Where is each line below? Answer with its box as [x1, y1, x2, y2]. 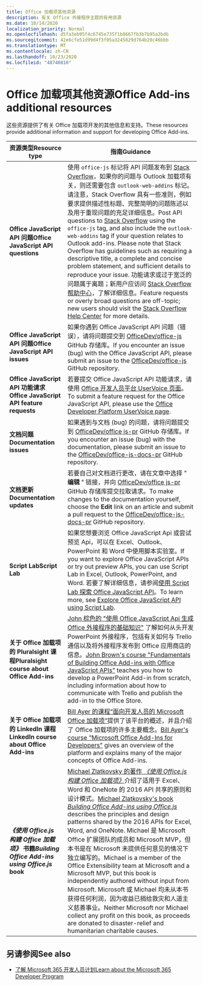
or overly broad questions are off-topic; [67, 297, 181, 305]
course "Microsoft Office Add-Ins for [67, 733, 173, 742]
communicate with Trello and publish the [67, 689, 183, 697]
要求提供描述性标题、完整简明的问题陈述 [67, 199, 183, 208]
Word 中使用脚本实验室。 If [109, 547, 185, 555]
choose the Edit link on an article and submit [67, 503, 194, 511]
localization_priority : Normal [6, 25, 85, 32]
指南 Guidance [110, 148, 151, 156]
